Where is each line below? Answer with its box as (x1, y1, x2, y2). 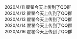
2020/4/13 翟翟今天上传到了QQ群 (4, 17, 72, 22)
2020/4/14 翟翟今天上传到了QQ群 (4, 22, 72, 28)
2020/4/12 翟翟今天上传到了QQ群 (4, 10, 72, 16)
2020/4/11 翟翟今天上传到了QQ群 (4, 4, 72, 10)
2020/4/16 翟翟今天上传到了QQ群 (4, 29, 72, 34)
